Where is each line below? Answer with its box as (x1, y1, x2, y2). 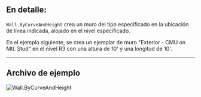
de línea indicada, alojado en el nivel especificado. (6, 27, 130, 34)
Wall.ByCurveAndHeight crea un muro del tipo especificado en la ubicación (6, 20, 189, 28)
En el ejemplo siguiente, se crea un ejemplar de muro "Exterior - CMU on (6, 38, 186, 46)
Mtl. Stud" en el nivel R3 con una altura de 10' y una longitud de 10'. (6, 45, 172, 52)
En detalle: (6, 5, 47, 15)
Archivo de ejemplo (6, 68, 81, 78)
